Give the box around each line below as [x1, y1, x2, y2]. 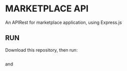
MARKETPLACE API [5, 3, 89, 14]
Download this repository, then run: [5, 47, 78, 53]
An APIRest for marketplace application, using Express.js [5, 19, 122, 25]
